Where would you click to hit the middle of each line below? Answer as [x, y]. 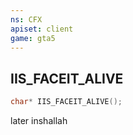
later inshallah [39, 121]
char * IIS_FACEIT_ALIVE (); [66, 102]
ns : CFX [26, 19]
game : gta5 [33, 38]
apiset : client [42, 29]
